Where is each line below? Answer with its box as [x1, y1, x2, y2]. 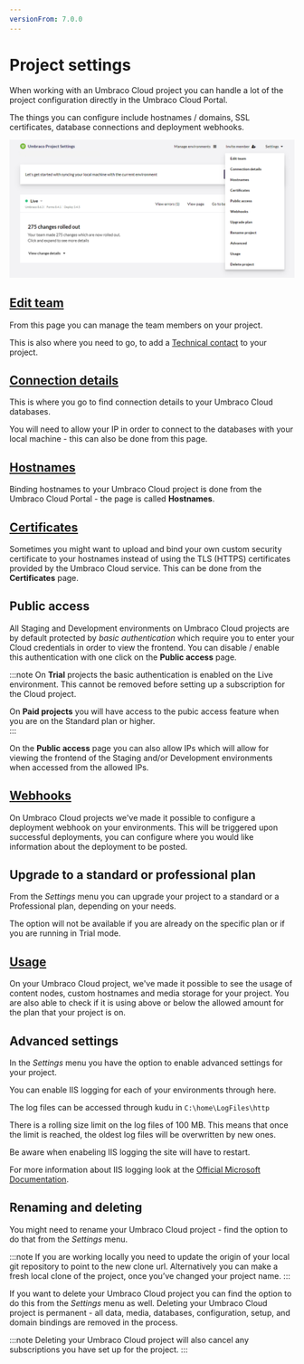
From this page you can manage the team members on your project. [9, 320, 263, 330]
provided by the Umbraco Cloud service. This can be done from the [9, 562, 262, 574]
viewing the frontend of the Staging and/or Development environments [9, 752, 273, 763]
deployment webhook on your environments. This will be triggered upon [9, 822, 279, 833]
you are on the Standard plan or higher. [9, 715, 156, 726]
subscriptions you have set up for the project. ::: [9, 1344, 188, 1355]
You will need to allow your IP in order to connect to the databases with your [9, 424, 294, 434]
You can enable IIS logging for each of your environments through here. [9, 1084, 277, 1095]
